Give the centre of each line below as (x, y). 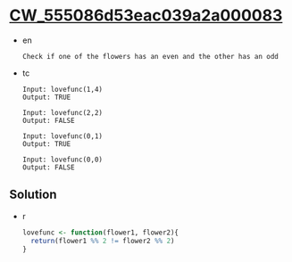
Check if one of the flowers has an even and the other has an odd (150, 56)
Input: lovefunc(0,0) (62, 160)
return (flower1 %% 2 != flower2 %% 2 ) (103, 241)
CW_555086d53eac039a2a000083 (146, 16)
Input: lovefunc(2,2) (62, 112)
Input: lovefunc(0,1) (62, 136)
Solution (33, 195)
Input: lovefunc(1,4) (62, 89)
